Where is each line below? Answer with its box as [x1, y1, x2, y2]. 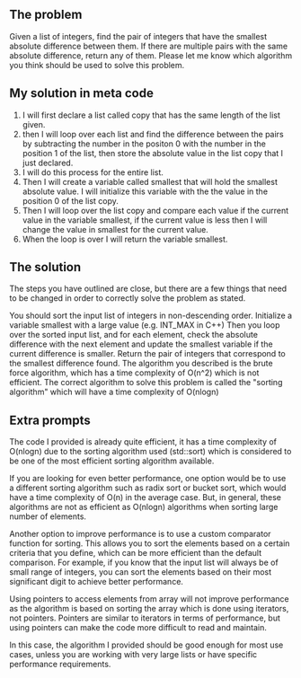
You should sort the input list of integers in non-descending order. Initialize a [9, 310, 293, 321]
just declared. [22, 157, 74, 168]
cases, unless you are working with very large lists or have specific [9, 649, 258, 660]
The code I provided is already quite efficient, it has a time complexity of [9, 436, 277, 447]
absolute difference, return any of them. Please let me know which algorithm [9, 49, 293, 61]
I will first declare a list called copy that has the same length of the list [22, 110, 281, 120]
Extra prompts [9, 412, 92, 427]
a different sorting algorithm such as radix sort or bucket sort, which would [9, 482, 287, 493]
